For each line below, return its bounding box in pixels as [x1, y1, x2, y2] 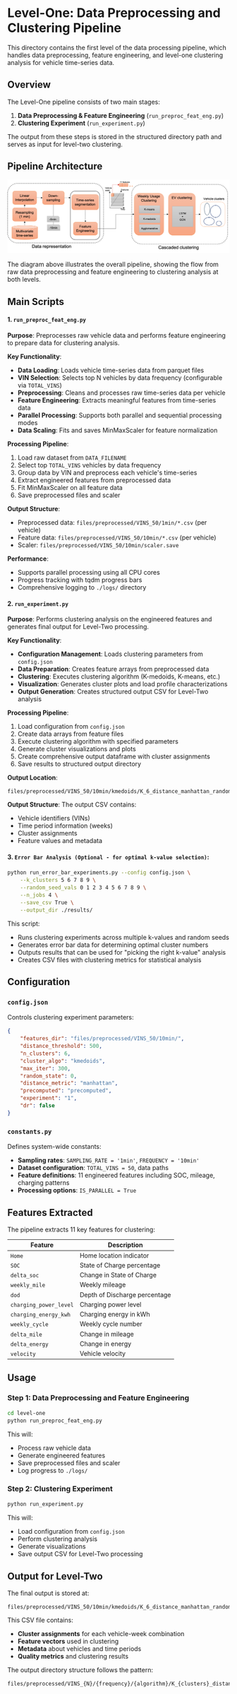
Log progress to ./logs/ [17, 1467, 88, 1475]
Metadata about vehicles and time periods [17, 1645, 142, 1653]
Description [108, 1241, 143, 1249]
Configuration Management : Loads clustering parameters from [17, 650, 203, 658]
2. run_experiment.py [7, 599, 69, 608]
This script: [7, 919, 40, 928]
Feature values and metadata [17, 837, 103, 845]
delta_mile [10, 1331, 42, 1338]
